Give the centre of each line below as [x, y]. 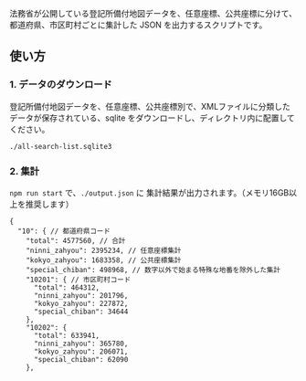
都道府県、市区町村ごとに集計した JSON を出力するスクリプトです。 [138, 25]
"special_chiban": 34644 [81, 312]
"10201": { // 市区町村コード [79, 280]
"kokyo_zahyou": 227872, [81, 303]
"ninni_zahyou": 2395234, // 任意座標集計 [104, 250]
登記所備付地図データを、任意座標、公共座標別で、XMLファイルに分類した [150, 106]
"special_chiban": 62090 [81, 359]
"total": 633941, [67, 335]
